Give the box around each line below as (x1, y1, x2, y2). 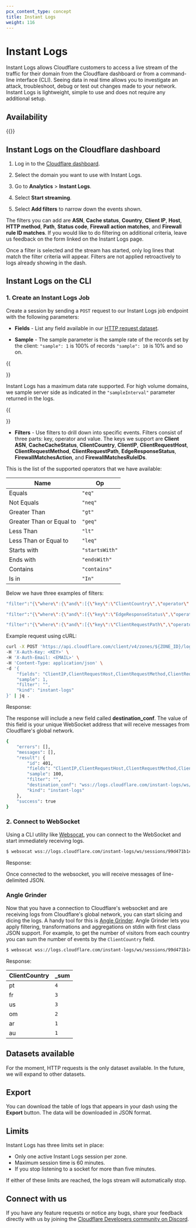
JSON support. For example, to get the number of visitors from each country (6, 929, 190, 937)
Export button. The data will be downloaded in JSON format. (6, 1109, 152, 1116)
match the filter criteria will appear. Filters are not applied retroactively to (6, 253, 181, 260)
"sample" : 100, (27, 771, 64, 777)
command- (160, 70, 187, 77)
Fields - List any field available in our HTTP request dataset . (14, 324, 159, 331)
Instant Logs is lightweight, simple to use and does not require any (6, 89, 166, 96)
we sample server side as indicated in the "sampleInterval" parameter (6, 389, 176, 396)
